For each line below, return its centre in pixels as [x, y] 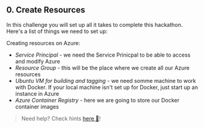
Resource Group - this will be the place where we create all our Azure [102, 68]
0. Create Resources [46, 10]
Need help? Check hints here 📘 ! [61, 118]
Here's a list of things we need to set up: [57, 31]
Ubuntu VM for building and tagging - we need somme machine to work [105, 80]
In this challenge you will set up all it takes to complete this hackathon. [94, 24]
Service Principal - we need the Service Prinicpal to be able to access [103, 55]
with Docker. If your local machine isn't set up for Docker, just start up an [107, 87]
